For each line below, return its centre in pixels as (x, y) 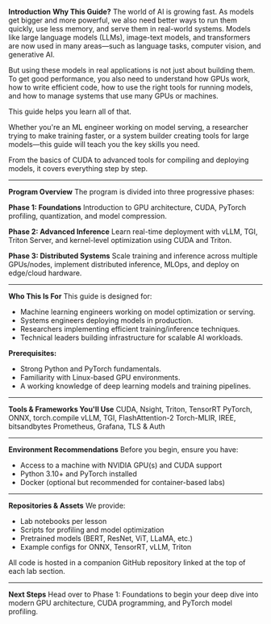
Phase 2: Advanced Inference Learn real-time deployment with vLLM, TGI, (133, 232)
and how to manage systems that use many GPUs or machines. (114, 96)
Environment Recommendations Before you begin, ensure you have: (123, 450)
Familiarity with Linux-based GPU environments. (100, 377)
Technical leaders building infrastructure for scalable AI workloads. (131, 337)
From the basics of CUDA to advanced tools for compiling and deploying (129, 160)
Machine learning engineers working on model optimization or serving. (138, 312)
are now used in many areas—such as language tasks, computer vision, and (135, 46)
